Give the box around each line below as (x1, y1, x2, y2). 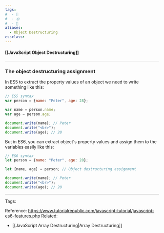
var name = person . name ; (5, 107, 56, 112)
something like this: (5, 84, 44, 90)
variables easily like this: (5, 144, 54, 150)
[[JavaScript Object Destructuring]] (5, 50, 79, 55)
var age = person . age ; (5, 112, 51, 117)
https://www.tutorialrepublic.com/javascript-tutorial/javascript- (28, 207, 155, 213)
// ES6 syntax (5, 153, 34, 158)
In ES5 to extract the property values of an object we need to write (5, 79, 139, 85)
